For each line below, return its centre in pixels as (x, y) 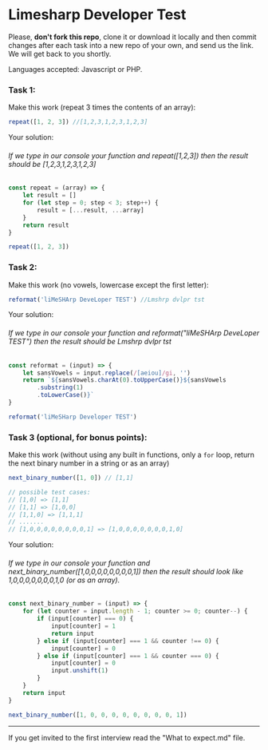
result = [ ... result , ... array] (91, 210)
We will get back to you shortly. (60, 54)
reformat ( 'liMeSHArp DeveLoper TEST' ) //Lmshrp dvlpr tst (106, 300)
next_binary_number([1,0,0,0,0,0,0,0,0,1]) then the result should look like (126, 571)
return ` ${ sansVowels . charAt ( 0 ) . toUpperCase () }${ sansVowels (124, 380)
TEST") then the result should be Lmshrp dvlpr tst (90, 342)
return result (46, 225)
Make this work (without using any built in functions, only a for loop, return (132, 455)
